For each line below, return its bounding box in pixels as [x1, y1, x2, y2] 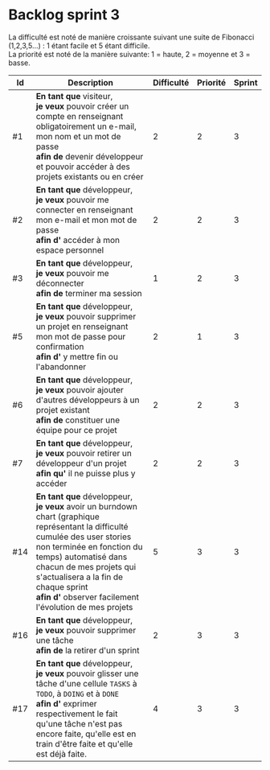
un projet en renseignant [35, 320, 129, 331]
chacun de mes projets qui [35, 561, 137, 572]
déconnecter [35, 278, 84, 289]
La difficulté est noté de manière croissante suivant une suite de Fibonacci [8, 32, 255, 42]
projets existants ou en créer [35, 171, 144, 182]
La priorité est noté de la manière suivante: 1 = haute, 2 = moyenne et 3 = [8, 49, 251, 59]
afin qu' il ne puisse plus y [35, 467, 136, 479]
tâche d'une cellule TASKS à [35, 677, 137, 689]
